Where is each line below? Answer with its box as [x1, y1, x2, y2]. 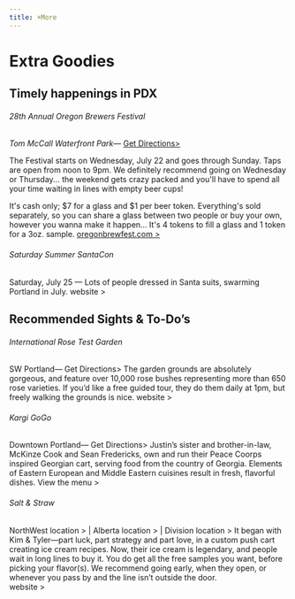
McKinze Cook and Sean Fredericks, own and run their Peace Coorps [9, 449, 262, 460]
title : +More [9, 12, 57, 22]
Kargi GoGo [9, 412, 52, 423]
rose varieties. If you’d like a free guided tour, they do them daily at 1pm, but [9, 382, 285, 394]
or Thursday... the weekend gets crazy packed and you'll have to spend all [9, 174, 280, 185]
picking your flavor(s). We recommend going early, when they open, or [9, 563, 267, 573]
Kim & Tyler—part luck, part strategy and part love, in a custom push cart [9, 534, 276, 545]
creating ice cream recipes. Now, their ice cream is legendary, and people [9, 543, 278, 554]
